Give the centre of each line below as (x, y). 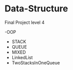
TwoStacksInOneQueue (36, 63)
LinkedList (22, 57)
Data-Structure (36, 9)
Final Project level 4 (25, 22)
